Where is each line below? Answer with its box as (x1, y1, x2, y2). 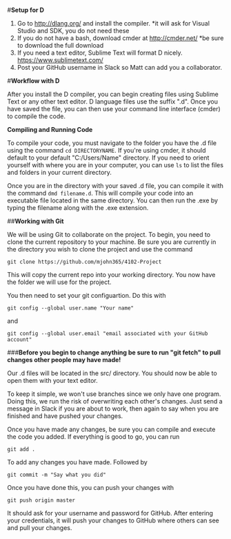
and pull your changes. (7, 524, 72, 531)
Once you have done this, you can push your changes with (7, 484, 174, 491)
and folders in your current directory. (7, 169, 112, 176)
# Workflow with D (7, 77, 60, 85)
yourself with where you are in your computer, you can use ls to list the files (7, 161, 224, 169)
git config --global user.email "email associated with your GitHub (7, 330, 208, 337)
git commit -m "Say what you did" (7, 471, 107, 478)
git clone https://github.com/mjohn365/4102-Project (7, 258, 162, 265)
